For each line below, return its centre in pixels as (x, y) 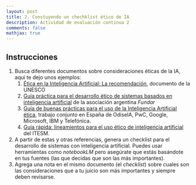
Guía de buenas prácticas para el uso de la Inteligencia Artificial (100, 108)
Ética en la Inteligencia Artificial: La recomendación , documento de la (106, 83)
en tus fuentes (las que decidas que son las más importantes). (90, 158)
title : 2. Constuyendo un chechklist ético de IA (68, 17)
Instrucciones (32, 57)
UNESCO (34, 90)
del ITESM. (36, 133)
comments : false (26, 28)
